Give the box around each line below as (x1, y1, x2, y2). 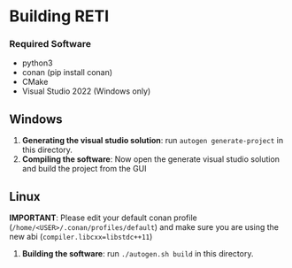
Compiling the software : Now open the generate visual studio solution (21, 154, 280, 165)
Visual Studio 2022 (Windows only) (21, 86, 151, 96)
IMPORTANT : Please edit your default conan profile (9, 212, 197, 223)
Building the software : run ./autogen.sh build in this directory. (21, 249, 254, 259)
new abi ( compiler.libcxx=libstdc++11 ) (9, 232, 153, 242)
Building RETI (9, 6, 110, 27)
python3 (21, 57, 53, 68)
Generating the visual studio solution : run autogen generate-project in (21, 135, 284, 146)
